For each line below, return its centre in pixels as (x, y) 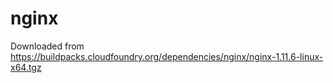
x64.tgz (26, 67)
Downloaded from (47, 46)
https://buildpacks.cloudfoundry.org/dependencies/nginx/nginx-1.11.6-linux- (167, 56)
